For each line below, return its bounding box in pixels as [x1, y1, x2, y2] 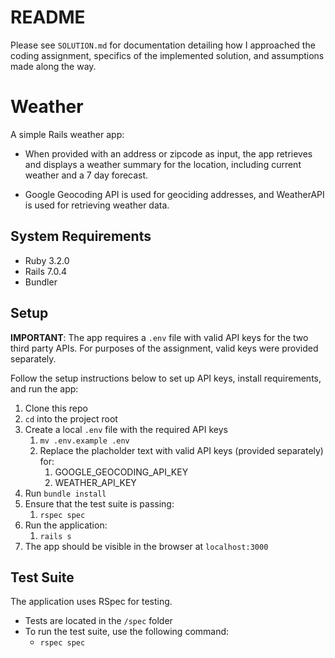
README [10, 6, 86, 29]
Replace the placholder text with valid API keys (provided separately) [39, 444, 324, 456]
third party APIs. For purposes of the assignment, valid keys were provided [10, 342, 319, 354]
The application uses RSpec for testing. [10, 596, 173, 608]
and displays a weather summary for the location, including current [24, 158, 302, 170]
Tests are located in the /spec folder [24, 615, 173, 627]
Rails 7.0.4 [24, 265, 68, 277]
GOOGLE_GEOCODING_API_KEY [54, 466, 189, 478]
